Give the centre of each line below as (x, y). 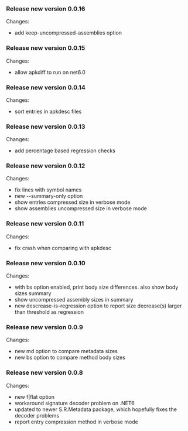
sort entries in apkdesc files (48, 111)
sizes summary (33, 293)
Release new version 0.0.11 (45, 224)
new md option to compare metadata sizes (66, 351)
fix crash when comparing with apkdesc (63, 248)
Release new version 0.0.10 (46, 263)
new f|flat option (34, 396)
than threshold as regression (49, 312)
